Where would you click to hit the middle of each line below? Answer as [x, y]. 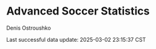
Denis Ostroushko [29, 28]
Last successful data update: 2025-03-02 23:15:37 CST [76, 39]
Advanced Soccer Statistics [78, 11]
